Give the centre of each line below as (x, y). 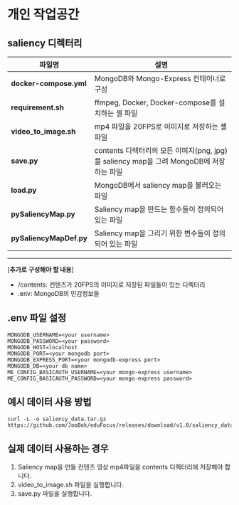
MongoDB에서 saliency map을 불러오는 (158, 185)
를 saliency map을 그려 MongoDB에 (152, 161)
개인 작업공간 (43, 15)
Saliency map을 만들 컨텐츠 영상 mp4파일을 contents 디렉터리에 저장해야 (120, 467)
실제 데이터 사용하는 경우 (58, 449)
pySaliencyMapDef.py (49, 238)
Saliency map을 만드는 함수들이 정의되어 (159, 209)
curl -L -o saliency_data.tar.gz (57, 419)
